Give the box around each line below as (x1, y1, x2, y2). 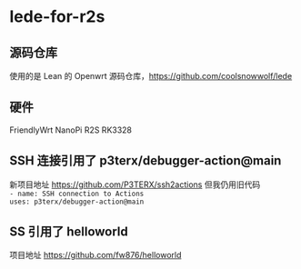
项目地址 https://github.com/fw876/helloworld (9, 250, 182, 261)
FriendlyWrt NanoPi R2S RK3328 (9, 125, 133, 135)
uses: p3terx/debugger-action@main (9, 197, 145, 206)
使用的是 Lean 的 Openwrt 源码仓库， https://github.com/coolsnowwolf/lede (9, 71, 293, 81)
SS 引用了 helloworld (9, 224, 129, 240)
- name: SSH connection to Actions (9, 189, 145, 198)
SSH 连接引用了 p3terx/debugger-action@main (9, 153, 282, 169)
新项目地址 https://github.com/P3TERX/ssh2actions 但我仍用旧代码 (9, 179, 261, 190)
